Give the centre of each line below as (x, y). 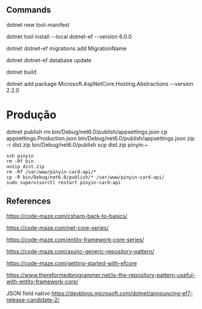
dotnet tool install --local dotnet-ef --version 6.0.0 (69, 37)
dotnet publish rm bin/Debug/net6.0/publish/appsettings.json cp (87, 132)
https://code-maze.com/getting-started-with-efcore (71, 263)
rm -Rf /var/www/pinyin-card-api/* (51, 172)
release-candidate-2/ (33, 300)
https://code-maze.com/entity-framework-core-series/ (75, 240)
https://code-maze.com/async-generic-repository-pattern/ (80, 251)
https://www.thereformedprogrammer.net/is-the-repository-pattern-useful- (101, 275)
